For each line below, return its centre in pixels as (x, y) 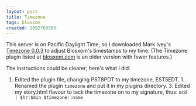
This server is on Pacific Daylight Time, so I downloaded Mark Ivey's (89, 45)
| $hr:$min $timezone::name (49, 98)
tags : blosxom (23, 22)
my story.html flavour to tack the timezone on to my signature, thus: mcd (101, 92)
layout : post (22, 11)
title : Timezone (26, 17)
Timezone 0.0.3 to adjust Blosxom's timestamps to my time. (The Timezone (97, 51)
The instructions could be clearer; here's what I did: (68, 69)
